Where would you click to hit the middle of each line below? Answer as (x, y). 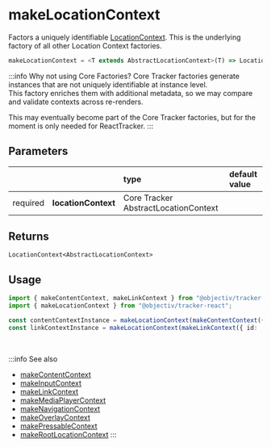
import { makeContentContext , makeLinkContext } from (101, 299)
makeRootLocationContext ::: (68, 434)
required (29, 203)
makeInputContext (51, 383)
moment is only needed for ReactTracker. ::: (81, 126)
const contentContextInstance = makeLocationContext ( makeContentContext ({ (137, 320)
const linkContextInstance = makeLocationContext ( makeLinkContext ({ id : (133, 328)
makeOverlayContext (55, 417)
